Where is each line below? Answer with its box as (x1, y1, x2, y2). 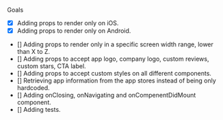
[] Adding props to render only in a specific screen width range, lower (16, 40, 214, 48)
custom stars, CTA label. (16, 62, 87, 70)
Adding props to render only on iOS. (16, 19, 119, 27)
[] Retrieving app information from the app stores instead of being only (16, 76, 217, 85)
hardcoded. (16, 84, 50, 92)
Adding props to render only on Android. (16, 27, 131, 35)
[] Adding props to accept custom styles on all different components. (16, 70, 212, 78)
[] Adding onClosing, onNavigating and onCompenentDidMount (16, 91, 196, 100)
